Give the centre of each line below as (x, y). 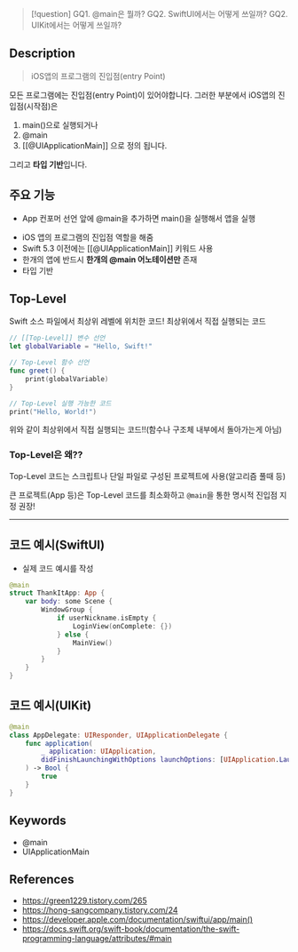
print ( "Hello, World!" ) (53, 412)
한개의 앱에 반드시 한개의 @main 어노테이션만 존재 (110, 259)
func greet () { (37, 371)
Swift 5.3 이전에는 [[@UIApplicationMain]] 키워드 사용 (118, 248)
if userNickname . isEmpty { (106, 618)
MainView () (93, 643)
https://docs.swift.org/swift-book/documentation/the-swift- (131, 929)
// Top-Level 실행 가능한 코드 (60, 404)
